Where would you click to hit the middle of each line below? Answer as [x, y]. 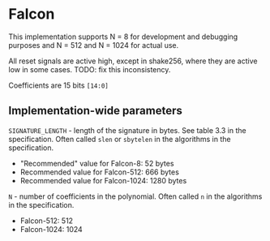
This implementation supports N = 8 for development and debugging [123, 37]
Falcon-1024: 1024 [51, 229]
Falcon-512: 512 [47, 221]
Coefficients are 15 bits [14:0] [59, 85]
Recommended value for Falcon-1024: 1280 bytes [103, 180]
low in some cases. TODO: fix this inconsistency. [90, 69]
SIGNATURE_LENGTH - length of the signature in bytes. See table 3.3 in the [127, 130]
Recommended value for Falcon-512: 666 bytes [100, 172]
